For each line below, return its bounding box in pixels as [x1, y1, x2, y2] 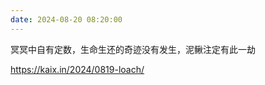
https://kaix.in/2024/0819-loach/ [10, 63, 145, 75]
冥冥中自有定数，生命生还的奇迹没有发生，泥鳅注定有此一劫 [10, 43, 256, 55]
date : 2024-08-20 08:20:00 [10, 14, 123, 25]
